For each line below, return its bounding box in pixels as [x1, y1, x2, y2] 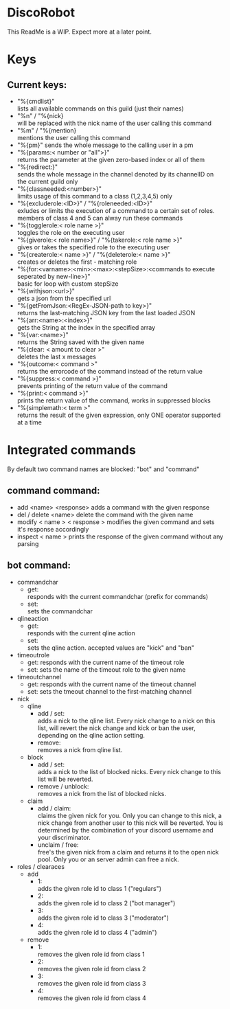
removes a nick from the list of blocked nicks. [37, 789, 167, 797]
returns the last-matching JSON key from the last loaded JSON [16, 308, 196, 317]
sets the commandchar [27, 606, 93, 615]
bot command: [7, 560, 71, 571]
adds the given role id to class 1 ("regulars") [37, 884, 162, 892]
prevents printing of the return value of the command [16, 381, 168, 389]
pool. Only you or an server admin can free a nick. [37, 855, 180, 863]
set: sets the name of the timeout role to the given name [27, 665, 186, 674]
